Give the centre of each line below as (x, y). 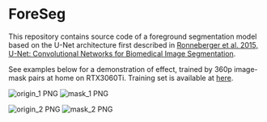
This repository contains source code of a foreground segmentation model (133, 36)
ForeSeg (37, 14)
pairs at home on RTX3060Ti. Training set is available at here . (131, 78)
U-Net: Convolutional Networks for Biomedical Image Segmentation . (122, 53)
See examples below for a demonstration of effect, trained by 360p (121, 69)
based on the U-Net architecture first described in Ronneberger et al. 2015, (133, 44)
